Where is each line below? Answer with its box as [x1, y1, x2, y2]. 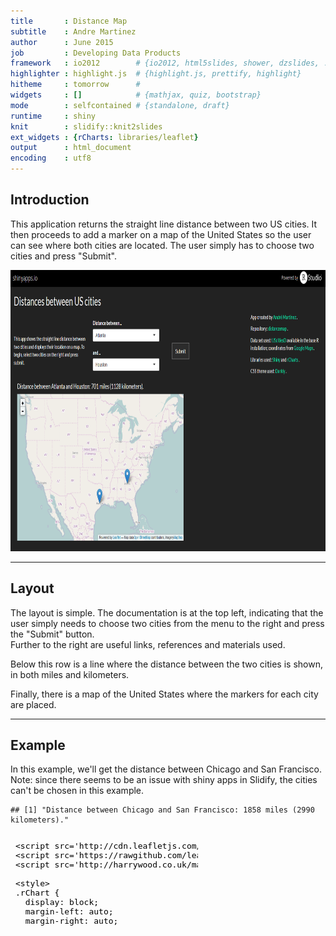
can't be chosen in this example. [10, 785, 145, 797]
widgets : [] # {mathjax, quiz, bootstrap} [10, 90, 262, 100]
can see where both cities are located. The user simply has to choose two [10, 239, 315, 251]
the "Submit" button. [10, 628, 95, 640]
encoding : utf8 [10, 153, 92, 164]
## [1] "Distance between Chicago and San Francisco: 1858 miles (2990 [10, 805, 315, 815]
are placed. [10, 698, 57, 710]
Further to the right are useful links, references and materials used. [10, 638, 286, 650]
